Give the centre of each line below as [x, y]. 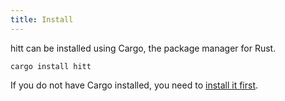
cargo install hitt [51, 66]
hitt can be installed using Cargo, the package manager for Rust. [143, 48]
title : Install [42, 19]
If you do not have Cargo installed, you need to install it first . [134, 85]
